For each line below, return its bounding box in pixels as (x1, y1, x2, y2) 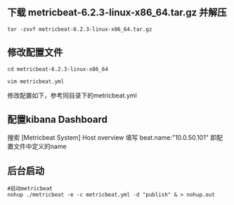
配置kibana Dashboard (7, 114, 108, 126)
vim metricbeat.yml (7, 78, 65, 85)
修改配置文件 (7, 46, 63, 58)
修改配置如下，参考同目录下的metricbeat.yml (7, 91, 137, 100)
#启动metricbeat (7, 185, 53, 192)
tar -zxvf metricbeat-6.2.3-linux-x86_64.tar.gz (7, 25, 152, 33)
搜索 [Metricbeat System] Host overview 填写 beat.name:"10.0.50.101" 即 (7, 133, 217, 142)
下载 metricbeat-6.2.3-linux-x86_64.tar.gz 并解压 (7, 6, 227, 19)
